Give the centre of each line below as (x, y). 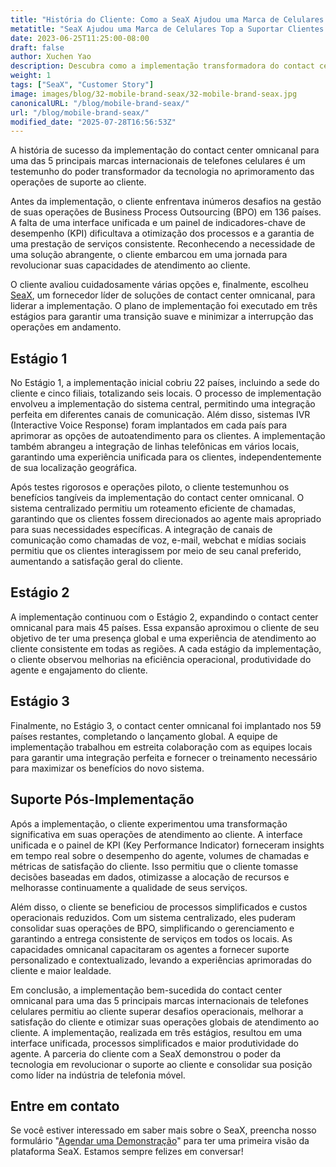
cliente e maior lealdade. (61, 970)
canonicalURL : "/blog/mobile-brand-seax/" (100, 103)
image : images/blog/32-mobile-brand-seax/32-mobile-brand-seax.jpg (154, 94)
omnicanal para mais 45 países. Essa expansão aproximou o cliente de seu (165, 627)
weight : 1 (31, 76)
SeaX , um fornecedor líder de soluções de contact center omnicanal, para (163, 295)
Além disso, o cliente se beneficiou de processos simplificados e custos (159, 907)
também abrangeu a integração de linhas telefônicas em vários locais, (155, 447)
